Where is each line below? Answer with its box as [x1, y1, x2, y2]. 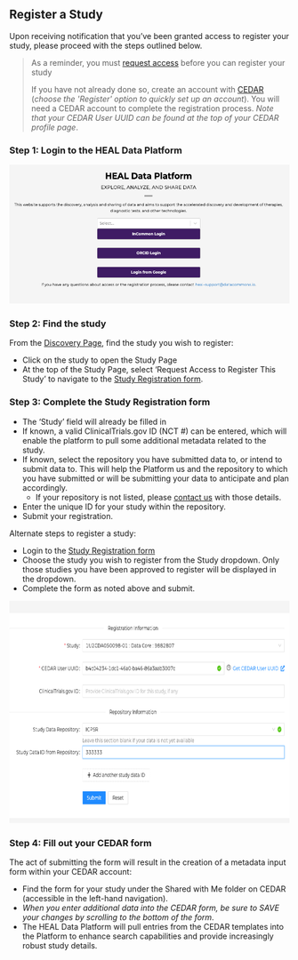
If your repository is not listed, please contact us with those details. [35, 492, 282, 502]
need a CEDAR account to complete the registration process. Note [30, 102, 274, 114]
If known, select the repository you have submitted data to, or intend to [21, 453, 283, 465]
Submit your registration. [21, 510, 114, 521]
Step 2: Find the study [9, 317, 107, 330]
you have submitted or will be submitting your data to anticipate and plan [21, 473, 289, 484]
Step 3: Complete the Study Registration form [9, 396, 211, 408]
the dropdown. [21, 573, 77, 584]
